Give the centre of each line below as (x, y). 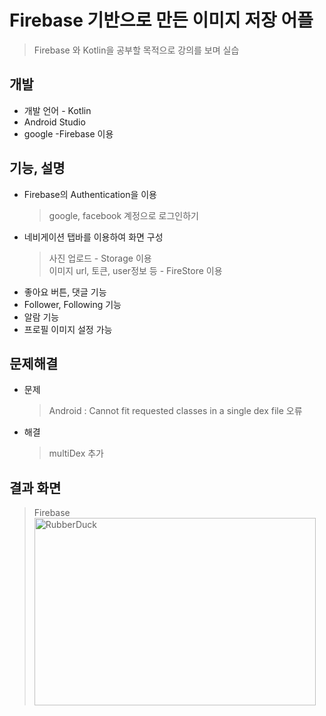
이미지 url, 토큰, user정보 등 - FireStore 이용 (135, 270)
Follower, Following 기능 (72, 304)
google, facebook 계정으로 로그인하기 (123, 215)
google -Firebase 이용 (68, 133)
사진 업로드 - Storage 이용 (100, 258)
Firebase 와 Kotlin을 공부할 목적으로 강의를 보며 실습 (136, 50)
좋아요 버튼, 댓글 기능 (65, 292)
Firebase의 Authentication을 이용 (90, 194)
